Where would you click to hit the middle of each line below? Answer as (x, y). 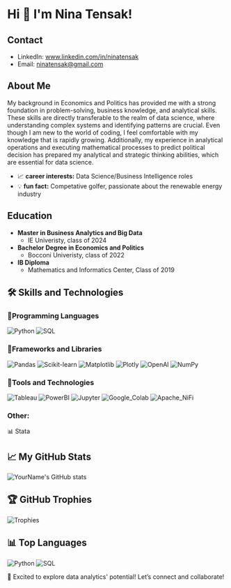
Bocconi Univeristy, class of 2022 (76, 255)
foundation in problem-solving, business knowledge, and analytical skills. (112, 110)
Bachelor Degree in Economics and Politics (81, 248)
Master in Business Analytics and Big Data (80, 232)
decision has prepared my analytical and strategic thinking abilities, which (113, 154)
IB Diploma (33, 262)
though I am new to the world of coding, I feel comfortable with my (103, 133)
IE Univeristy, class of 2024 (67, 240)
